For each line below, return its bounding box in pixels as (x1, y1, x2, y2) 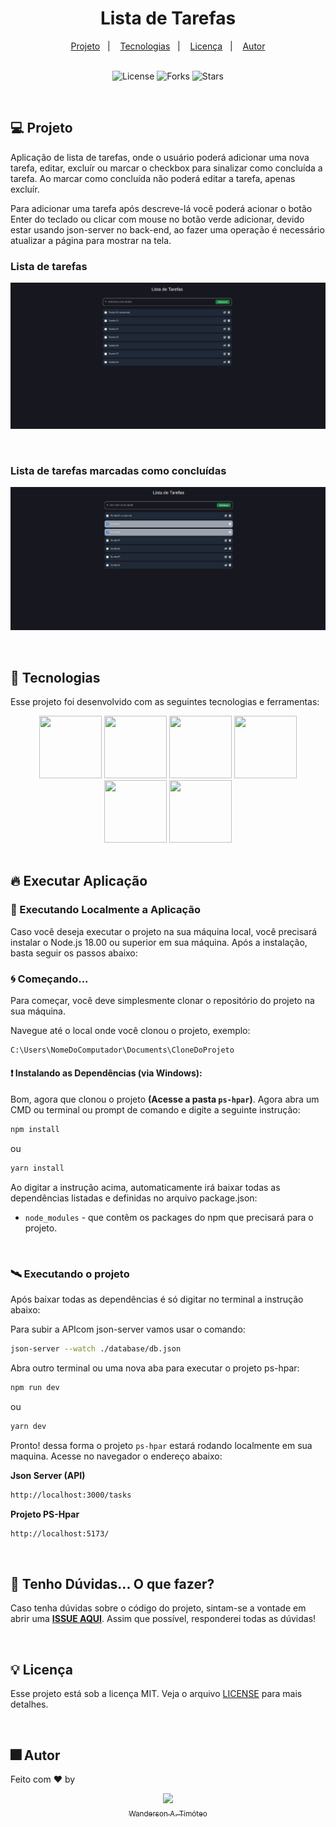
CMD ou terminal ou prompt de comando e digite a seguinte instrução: (10, 1104, 301, 1116)
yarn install (10, 1163, 65, 1173)
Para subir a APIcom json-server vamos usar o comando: (10, 1323, 246, 1336)
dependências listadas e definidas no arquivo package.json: (10, 1192, 258, 1204)
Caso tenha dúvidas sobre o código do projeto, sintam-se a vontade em (10, 1602, 307, 1614)
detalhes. (10, 1698, 49, 1711)
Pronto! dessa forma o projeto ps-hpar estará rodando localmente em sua (10, 1439, 313, 1451)
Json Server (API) (10, 1469, 86, 1481)
